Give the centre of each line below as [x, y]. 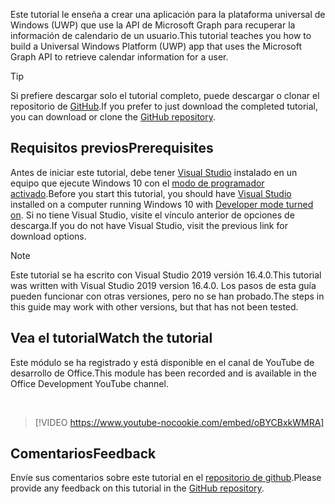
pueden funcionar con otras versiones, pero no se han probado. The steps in [167, 296]
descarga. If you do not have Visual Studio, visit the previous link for [149, 225]
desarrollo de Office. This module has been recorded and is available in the [163, 373]
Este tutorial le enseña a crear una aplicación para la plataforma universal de [168, 14]
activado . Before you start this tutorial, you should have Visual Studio [151, 193]
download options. [48, 236]
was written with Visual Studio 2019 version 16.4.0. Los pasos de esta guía [163, 285]
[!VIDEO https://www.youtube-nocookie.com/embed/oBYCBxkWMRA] [179, 422]
